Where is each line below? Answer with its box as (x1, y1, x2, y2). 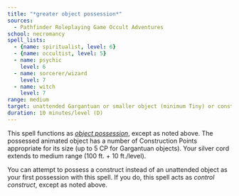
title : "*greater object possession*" (7, 10, 122, 18)
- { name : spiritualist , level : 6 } (14, 43, 116, 50)
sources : (7, 17, 33, 24)
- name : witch (14, 83, 55, 90)
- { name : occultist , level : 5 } (14, 50, 107, 58)
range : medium (7, 97, 50, 104)
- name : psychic (14, 57, 62, 64)
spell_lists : (7, 37, 46, 44)
